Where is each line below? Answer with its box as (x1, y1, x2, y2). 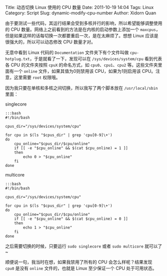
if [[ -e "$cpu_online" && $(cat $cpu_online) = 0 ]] (14, 216, 128, 221)
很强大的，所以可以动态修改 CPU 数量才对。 (5, 39, 96, 45)
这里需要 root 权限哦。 (13, 74, 61, 80)
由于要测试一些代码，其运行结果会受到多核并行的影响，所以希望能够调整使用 (5, 20, 163, 26)
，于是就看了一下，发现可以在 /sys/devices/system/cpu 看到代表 (29, 56, 163, 61)
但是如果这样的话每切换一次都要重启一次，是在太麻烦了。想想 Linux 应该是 (5, 33, 159, 38)
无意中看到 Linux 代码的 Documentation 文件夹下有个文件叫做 (5, 49, 129, 55)
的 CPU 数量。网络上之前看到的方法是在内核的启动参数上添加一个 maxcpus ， (5, 26, 161, 32)
